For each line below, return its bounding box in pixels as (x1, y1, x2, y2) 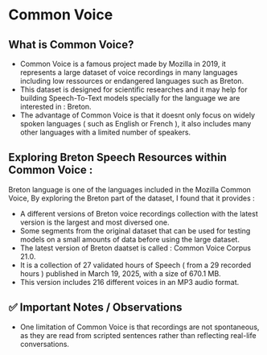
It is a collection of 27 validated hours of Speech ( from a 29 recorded (19, 260, 252, 270)
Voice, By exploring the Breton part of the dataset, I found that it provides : (8, 193, 255, 203)
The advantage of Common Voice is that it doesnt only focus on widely (19, 110, 256, 120)
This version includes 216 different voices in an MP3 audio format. (19, 277, 240, 287)
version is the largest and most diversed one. (19, 217, 170, 227)
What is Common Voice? (8, 38, 134, 52)
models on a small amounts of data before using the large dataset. (19, 234, 240, 244)
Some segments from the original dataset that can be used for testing (19, 225, 251, 235)
